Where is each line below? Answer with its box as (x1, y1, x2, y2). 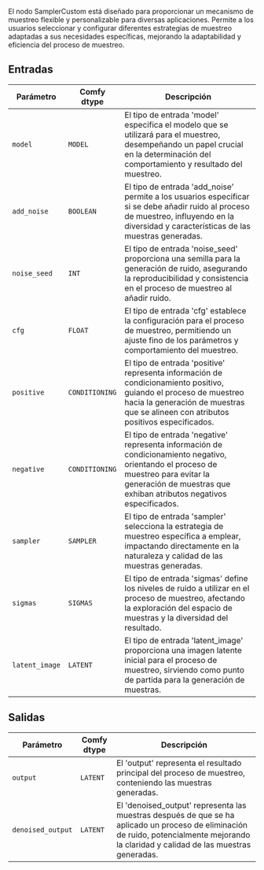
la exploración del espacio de (124, 602, 233, 613)
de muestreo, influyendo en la (124, 210, 234, 221)
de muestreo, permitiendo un (124, 324, 232, 335)
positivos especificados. (124, 416, 214, 428)
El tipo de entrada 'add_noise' (124, 181, 234, 192)
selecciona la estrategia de (124, 520, 224, 531)
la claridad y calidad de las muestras (116, 839, 251, 850)
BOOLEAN (68, 206, 97, 216)
